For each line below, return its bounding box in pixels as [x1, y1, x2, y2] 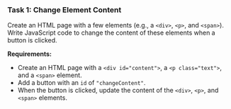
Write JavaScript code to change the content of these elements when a [7, 28, 215, 37]
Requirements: [7, 50, 52, 58]
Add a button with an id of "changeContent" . [17, 79, 146, 87]
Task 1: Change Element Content [7, 5, 122, 15]
